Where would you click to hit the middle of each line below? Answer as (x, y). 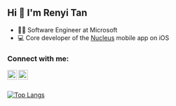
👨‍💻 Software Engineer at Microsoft (67, 29)
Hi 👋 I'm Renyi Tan (47, 13)
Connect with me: (38, 58)
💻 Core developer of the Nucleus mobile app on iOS (93, 38)
